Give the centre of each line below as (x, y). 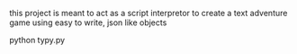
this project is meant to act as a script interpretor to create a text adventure (148, 13)
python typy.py (37, 40)
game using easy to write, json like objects (88, 22)
